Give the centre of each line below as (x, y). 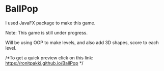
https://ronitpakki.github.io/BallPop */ (44, 63)
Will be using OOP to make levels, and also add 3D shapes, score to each (82, 42)
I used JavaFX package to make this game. (50, 23)
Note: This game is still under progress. (47, 32)
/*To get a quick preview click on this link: (49, 58)
